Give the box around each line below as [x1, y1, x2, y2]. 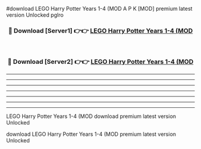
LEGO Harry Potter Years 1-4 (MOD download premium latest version [6, 113, 176, 120]
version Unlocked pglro [6, 11, 64, 18]
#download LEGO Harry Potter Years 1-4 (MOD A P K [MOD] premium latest [6, 5, 193, 12]
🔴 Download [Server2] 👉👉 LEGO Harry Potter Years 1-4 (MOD [7, 58, 194, 66]
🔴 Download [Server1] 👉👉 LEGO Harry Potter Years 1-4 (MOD [8, 26, 193, 35]
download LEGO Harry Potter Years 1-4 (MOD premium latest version [6, 131, 176, 138]
